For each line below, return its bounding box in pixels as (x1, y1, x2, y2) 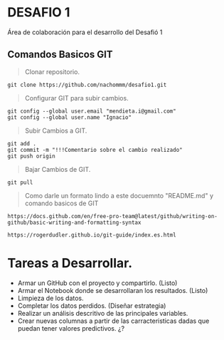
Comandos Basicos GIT (7, 48, 113, 61)
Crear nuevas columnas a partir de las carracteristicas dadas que (17, 316, 210, 325)
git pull (7, 179, 33, 186)
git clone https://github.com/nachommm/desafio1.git (7, 81, 167, 88)
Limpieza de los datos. (17, 294, 84, 302)
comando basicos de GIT (24, 199, 99, 207)
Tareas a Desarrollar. (7, 254, 133, 271)
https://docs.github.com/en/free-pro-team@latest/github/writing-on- (7, 212, 218, 220)
